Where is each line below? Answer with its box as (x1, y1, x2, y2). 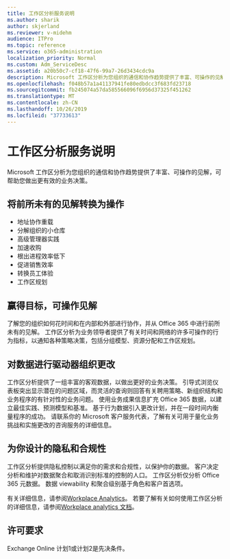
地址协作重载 (16, 217, 53, 226)
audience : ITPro (7, 36, 53, 43)
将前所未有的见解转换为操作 (7, 198, 125, 210)
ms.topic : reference (7, 42, 66, 49)
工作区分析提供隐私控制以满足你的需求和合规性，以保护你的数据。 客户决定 (7, 462, 219, 471)
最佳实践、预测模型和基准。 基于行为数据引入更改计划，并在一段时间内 (12, 404, 213, 412)
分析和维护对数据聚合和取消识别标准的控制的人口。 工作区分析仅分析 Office (7, 471, 220, 479)
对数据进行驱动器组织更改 (7, 358, 115, 370)
